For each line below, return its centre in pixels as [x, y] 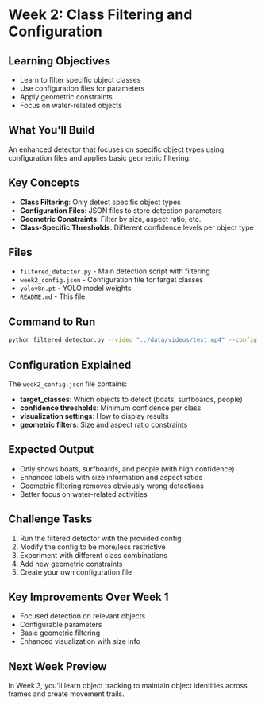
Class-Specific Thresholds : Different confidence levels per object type [136, 227]
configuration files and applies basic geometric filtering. [100, 157]
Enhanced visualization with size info [80, 641]
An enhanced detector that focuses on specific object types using [116, 149]
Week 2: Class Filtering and [100, 15]
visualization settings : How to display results [94, 416]
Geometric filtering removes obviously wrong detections [111, 486]
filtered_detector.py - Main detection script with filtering [115, 271]
